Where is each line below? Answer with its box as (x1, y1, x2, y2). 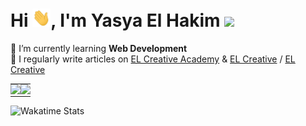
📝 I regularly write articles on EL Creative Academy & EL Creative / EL (10, 53, 296, 65)
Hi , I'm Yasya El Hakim (10, 9, 221, 32)
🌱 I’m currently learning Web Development (10, 42, 188, 54)
